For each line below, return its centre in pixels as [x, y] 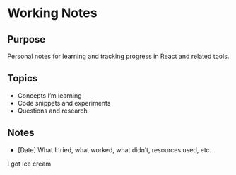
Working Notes [52, 13]
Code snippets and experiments [64, 103]
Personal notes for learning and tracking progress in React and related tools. [118, 56]
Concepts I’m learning [50, 95]
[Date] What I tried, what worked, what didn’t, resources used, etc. [114, 149]
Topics [23, 78]
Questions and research [53, 111]
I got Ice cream [29, 164]
